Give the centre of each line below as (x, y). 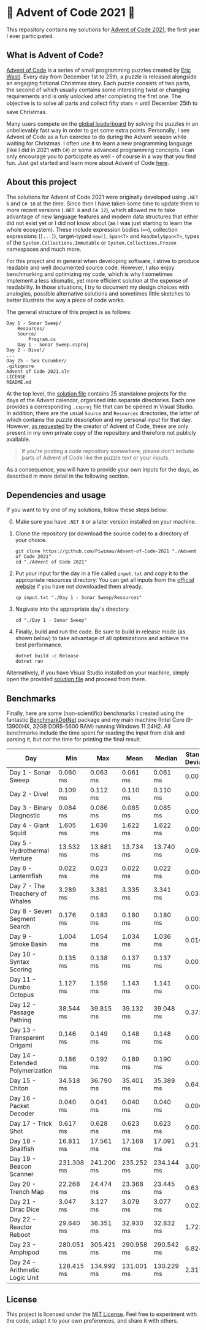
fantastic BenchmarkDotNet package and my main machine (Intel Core (96, 720)
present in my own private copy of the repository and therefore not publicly (101, 432)
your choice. (31, 540)
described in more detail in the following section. (68, 476)
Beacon (21, 1166)
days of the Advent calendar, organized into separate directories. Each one (101, 400)
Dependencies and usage (56, 495)
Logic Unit (24, 1278)
